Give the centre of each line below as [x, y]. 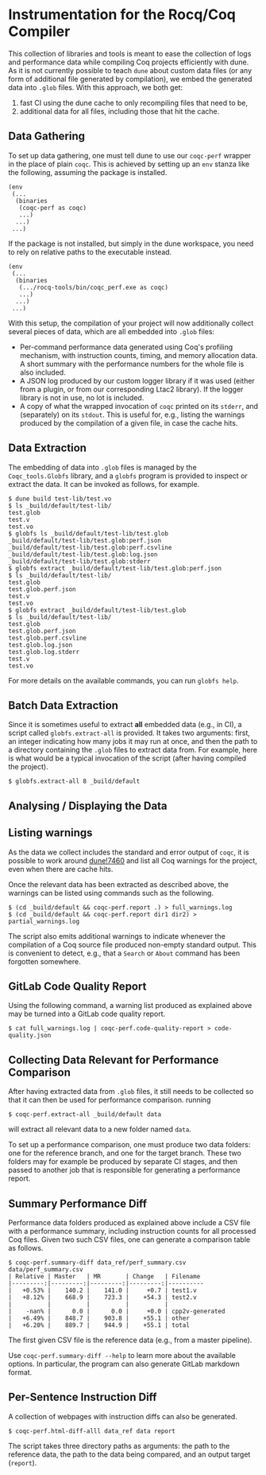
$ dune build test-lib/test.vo [60, 499]
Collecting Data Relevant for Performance [114, 1060]
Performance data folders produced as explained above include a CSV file [129, 1223]
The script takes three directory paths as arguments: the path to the [119, 1446]
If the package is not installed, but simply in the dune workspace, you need [131, 243]
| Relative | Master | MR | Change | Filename [104, 1277]
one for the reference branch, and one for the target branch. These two [125, 1153]
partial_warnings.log [44, 921]
